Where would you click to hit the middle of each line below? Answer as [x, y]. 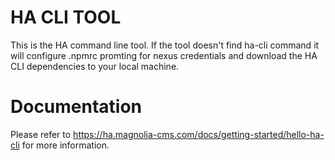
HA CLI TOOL [66, 17]
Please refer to [41, 134]
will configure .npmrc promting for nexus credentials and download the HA [164, 55]
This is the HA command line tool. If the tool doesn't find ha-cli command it [165, 45]
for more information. [65, 145]
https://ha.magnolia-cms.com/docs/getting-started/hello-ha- [199, 134]
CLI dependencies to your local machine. [95, 66]
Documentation [76, 107]
